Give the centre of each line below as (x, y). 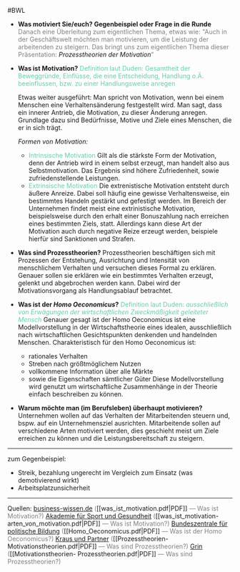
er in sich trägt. (40, 127)
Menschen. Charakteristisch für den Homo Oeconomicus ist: (107, 342)
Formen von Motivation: (53, 141)
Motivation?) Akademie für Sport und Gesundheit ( (81, 516)
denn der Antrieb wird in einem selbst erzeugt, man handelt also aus (129, 163)
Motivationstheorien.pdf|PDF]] (52, 546)
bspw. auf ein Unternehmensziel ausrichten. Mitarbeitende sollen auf (119, 423)
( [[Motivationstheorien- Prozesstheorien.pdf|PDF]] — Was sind (100, 554)
